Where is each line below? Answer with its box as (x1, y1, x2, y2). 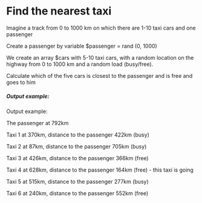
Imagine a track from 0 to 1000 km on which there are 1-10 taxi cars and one (6, 24, 196, 31)
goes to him (6, 79, 36, 86)
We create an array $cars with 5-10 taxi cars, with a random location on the (6, 54, 194, 61)
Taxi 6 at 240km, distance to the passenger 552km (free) (6, 189, 149, 197)
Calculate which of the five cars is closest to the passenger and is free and (6, 72, 193, 79)
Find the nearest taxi (6, 4, 112, 18)
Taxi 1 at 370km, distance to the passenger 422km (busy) (6, 131, 149, 138)
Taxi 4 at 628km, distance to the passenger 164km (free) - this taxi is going (6, 166, 194, 173)
